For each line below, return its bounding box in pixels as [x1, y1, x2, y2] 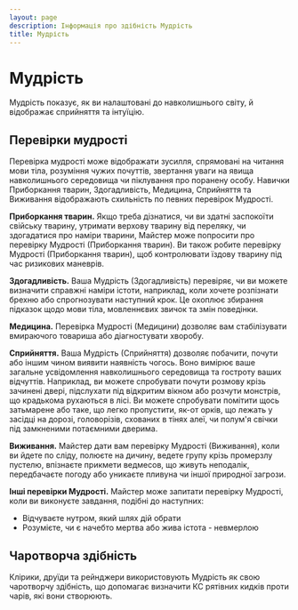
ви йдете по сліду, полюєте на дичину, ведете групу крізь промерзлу [9, 450, 273, 461]
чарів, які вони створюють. [9, 590, 113, 601]
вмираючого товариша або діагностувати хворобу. [9, 331, 205, 341]
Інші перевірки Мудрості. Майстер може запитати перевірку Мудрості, [9, 486, 284, 497]
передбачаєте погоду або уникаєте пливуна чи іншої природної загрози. [9, 469, 286, 480]
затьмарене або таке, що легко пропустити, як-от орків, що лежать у [9, 405, 273, 415]
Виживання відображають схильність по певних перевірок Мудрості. [9, 194, 274, 205]
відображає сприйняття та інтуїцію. [9, 107, 145, 117]
